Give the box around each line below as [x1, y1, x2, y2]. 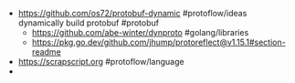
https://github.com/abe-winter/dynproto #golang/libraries [31, 27, 249, 37]
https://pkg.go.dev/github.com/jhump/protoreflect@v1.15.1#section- [31, 36, 286, 47]
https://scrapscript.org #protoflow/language [17, 57, 184, 67]
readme [31, 47, 61, 57]
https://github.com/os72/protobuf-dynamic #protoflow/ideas [17, 8, 248, 18]
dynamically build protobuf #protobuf [17, 17, 160, 28]
